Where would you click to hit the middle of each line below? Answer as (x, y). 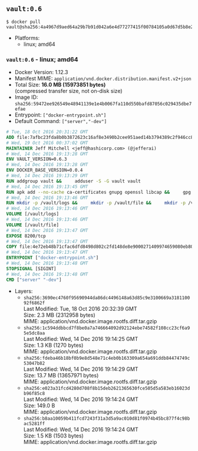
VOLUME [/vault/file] (33, 225)
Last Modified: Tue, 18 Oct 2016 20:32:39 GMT (80, 309)
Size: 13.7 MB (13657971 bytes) (61, 375)
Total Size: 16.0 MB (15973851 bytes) (60, 85)
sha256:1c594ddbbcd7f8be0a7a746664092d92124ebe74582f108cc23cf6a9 (107, 328)
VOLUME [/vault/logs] (33, 214)
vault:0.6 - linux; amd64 (42, 59)
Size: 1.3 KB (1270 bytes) (53, 345)
